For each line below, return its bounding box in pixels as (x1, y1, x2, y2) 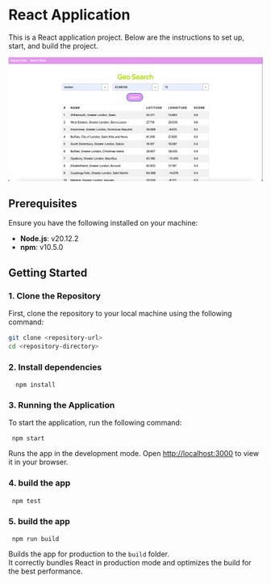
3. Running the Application (8, 400, 115, 411)
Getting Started (8, 265, 88, 280)
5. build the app (8, 515, 71, 527)
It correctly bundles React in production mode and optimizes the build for (8, 557, 252, 567)
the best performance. (8, 566, 83, 576)
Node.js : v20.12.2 (19, 234, 79, 243)
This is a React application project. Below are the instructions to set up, (8, 32, 244, 42)
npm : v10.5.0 (19, 243, 64, 252)
